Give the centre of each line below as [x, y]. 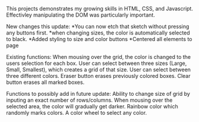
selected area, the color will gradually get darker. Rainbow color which [92, 106]
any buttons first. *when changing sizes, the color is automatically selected [98, 33]
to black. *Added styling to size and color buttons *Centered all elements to [99, 39]
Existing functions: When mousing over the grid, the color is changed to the [99, 57]
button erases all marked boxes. [45, 82]
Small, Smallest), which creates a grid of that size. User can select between [99, 70]
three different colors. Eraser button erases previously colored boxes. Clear [98, 76]
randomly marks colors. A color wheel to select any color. [77, 113]
